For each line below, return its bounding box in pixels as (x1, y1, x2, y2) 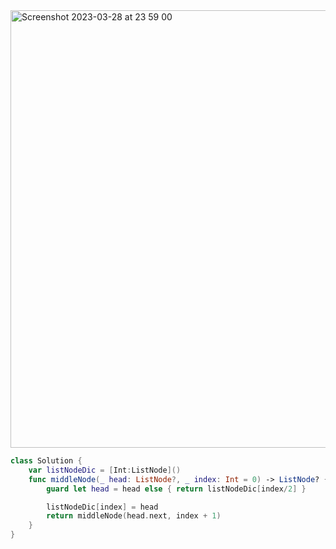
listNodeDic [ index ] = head (46, 502, 159, 512)
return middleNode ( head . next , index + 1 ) (46, 511, 222, 521)
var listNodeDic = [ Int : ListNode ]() (28, 465, 182, 475)
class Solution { (10, 456, 83, 466)
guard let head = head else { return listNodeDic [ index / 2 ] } (46, 484, 307, 494)
